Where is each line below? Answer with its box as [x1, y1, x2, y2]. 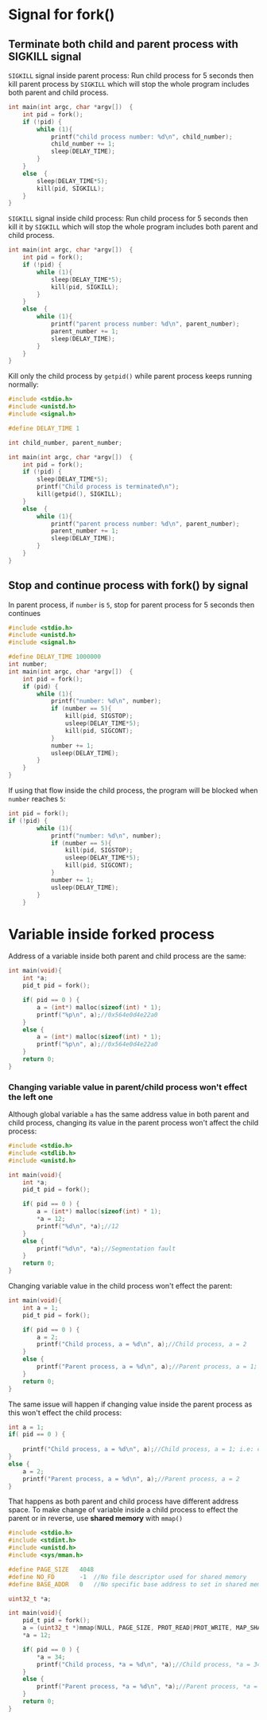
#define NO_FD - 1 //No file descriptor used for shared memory [8, 1573, 247, 1581]
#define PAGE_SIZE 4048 [8, 1566, 94, 1574]
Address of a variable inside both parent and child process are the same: [8, 951, 246, 961]
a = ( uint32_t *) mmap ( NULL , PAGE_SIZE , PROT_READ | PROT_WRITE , [22, 1624, 233, 1632]
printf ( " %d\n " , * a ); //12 [37, 1222, 119, 1231]
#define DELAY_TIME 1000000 [8, 653, 102, 661]
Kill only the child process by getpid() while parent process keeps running [8, 372, 253, 381]
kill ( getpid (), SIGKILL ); [37, 490, 123, 498]
